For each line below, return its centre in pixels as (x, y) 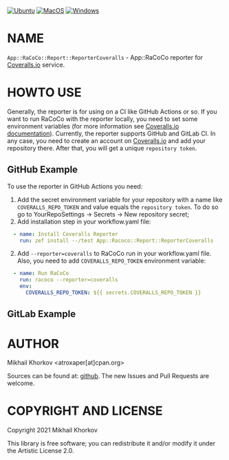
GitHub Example (42, 169)
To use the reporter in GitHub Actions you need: (75, 186)
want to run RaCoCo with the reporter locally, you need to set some (102, 119)
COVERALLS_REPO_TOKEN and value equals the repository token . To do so (118, 207)
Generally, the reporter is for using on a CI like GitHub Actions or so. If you (112, 111)
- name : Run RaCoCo (41, 274)
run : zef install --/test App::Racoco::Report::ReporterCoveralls (117, 241)
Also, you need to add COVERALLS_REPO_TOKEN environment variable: (111, 261)
